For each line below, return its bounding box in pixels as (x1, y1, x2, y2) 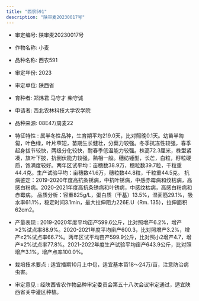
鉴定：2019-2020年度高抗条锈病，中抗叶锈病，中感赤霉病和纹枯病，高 (20, 176, 192, 184)
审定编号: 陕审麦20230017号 (14, 31, 84, 39)
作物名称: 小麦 (14, 44, 49, 51)
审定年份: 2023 (14, 69, 52, 76)
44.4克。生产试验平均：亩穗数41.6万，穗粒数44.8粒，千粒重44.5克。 (14, 169, 184, 176)
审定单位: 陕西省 (14, 81, 54, 89)
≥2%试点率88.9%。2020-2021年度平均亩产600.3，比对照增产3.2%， (14, 226, 185, 233)
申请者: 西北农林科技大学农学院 (14, 107, 91, 114)
